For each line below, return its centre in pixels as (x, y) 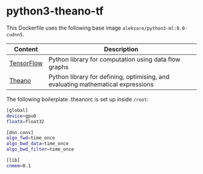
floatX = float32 (25, 121)
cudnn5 (14, 34)
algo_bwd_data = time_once (37, 144)
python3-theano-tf (55, 11)
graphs (58, 66)
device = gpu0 (21, 116)
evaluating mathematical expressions (101, 84)
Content (26, 49)
